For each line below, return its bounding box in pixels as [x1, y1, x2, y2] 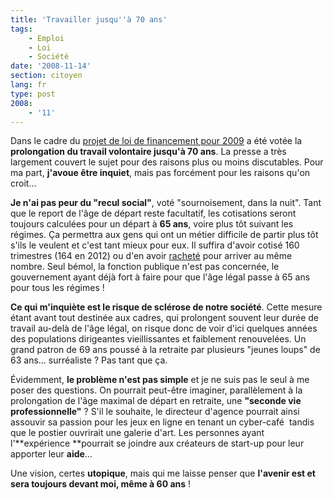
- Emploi [28, 33, 65, 43]
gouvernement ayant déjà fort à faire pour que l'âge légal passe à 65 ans [10, 271, 311, 283]
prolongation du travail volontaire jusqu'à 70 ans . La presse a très [10, 146, 287, 158]
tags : [10, 24, 33, 34]
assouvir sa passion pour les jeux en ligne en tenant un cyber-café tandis [10, 416, 315, 428]
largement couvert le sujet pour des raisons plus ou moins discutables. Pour [10, 156, 324, 168]
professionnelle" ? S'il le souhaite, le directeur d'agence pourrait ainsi [10, 406, 300, 418]
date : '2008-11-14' [10, 61, 92, 71]
